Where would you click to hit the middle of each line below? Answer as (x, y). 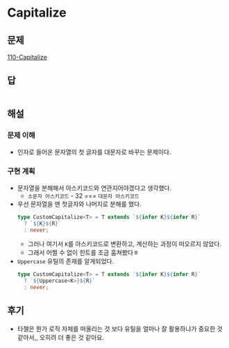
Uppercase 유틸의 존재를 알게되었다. (66, 261)
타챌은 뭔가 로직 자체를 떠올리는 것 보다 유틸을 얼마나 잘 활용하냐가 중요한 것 (120, 329)
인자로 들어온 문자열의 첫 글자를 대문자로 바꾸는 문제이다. (94, 152)
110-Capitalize (27, 57)
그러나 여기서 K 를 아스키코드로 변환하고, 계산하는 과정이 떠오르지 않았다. (125, 244)
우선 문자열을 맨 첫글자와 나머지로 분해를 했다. (79, 204)
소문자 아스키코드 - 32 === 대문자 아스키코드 (84, 195)
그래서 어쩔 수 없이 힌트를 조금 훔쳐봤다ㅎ (83, 253)
